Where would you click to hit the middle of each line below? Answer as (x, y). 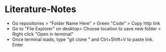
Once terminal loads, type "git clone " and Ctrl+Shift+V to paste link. (83, 39)
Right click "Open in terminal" (43, 34)
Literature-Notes (41, 9)
